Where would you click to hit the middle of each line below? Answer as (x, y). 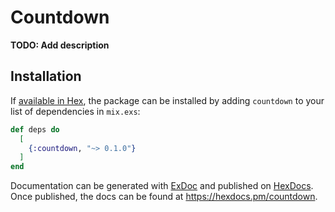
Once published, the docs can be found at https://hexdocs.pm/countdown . (164, 197)
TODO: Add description (60, 45)
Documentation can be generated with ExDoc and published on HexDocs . (162, 186)
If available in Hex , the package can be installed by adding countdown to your (167, 100)
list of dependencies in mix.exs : (75, 111)
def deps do (35, 129)
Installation (46, 76)
